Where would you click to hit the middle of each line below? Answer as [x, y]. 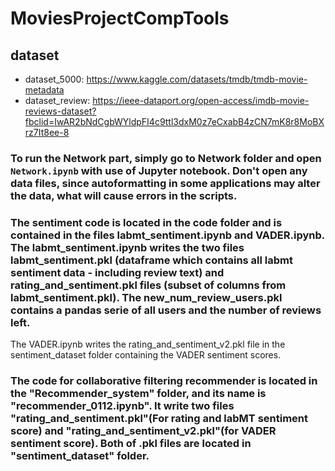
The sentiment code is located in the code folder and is [146, 222]
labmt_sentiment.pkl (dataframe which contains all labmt [152, 260]
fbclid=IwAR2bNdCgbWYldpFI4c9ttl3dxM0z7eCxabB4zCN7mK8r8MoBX [174, 121]
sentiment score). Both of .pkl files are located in [131, 444]
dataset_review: [57, 100]
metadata [44, 90]
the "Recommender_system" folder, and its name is [138, 394]
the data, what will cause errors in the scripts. [124, 195]
